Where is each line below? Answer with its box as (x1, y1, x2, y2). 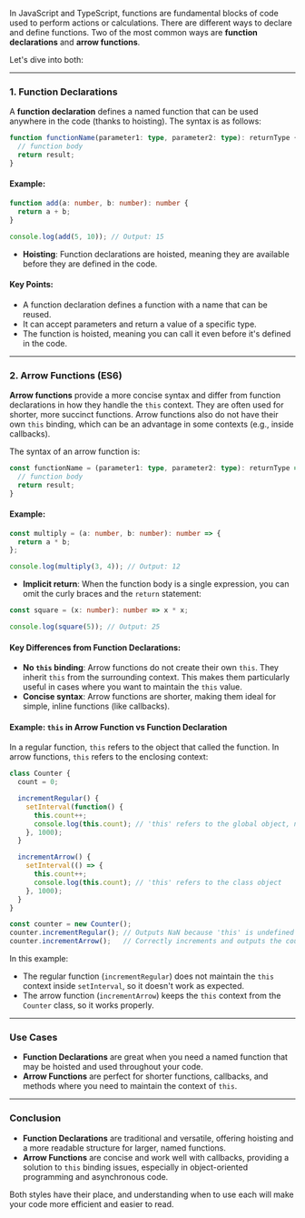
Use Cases (9, 1032, 58, 1044)
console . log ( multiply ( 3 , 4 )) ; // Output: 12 (9, 562, 181, 571)
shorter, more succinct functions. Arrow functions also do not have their (9, 409, 279, 419)
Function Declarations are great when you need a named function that (22, 1052, 289, 1062)
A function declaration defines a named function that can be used (9, 106, 259, 117)
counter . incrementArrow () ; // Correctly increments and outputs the (9, 937, 282, 946)
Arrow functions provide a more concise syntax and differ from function (9, 390, 281, 400)
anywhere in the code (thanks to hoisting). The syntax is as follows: (9, 116, 261, 126)
